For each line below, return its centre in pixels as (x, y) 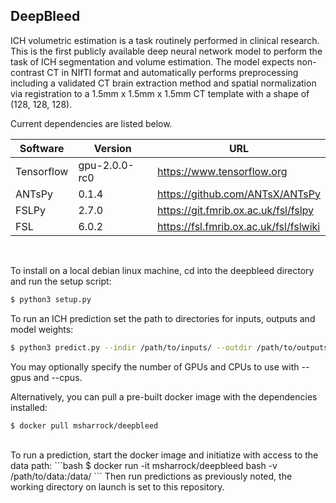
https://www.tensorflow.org (222, 171)
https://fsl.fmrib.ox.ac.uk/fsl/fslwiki (239, 226)
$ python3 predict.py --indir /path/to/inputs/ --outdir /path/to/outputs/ (171, 347)
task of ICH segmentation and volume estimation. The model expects (152, 61)
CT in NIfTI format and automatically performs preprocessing (172, 72)
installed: (29, 407)
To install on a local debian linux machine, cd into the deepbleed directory (162, 270)
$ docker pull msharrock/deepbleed (84, 425)
